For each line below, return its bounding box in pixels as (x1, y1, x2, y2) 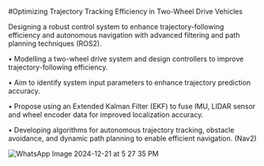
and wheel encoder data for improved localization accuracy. (8, 110, 204, 119)
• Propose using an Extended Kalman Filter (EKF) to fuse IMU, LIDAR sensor (8, 102, 256, 111)
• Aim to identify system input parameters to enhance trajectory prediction (8, 78, 251, 87)
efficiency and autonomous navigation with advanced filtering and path (8, 31, 240, 40)
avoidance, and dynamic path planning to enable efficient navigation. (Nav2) (8, 134, 257, 143)
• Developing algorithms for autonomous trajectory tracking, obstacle (8, 126, 235, 134)
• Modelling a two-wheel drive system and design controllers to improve (8, 55, 244, 63)
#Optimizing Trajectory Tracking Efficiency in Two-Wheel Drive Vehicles (8, 7, 243, 16)
